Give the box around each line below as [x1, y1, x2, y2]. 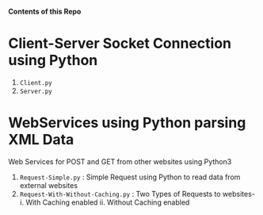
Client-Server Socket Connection [8, 35, 232, 52]
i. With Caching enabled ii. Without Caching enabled [19, 198, 190, 207]
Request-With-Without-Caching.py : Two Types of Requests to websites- [19, 189, 255, 198]
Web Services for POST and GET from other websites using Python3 [8, 156, 232, 166]
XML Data [8, 131, 74, 149]
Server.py [19, 87, 53, 95]
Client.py [19, 79, 53, 86]
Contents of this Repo [8, 7, 82, 16]
